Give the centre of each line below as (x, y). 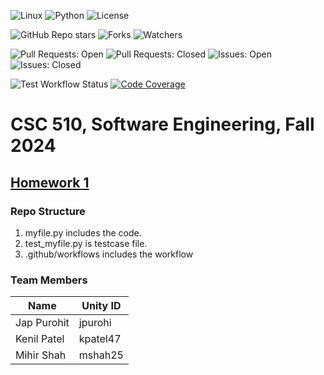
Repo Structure (48, 211)
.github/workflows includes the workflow (109, 254)
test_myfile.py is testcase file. (86, 243)
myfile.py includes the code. (83, 232)
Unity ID (101, 306)
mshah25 (101, 355)
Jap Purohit (42, 323)
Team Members (49, 280)
